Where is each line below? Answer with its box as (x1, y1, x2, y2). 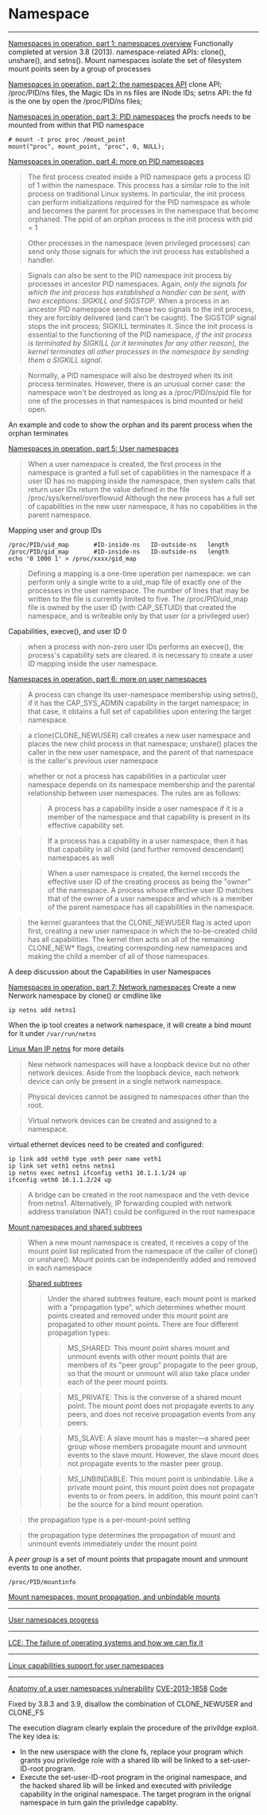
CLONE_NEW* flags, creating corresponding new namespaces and (27, 943, 248, 952)
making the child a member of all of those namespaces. (27, 951, 211, 960)
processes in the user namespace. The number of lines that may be (27, 585, 250, 595)
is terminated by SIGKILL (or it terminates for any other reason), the (27, 338, 250, 347)
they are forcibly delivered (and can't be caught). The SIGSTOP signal (27, 312, 257, 323)
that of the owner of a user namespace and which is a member (47, 894, 253, 903)
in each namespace (27, 1263, 93, 1273)
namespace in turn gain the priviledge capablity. (19, 1797, 179, 1807)
